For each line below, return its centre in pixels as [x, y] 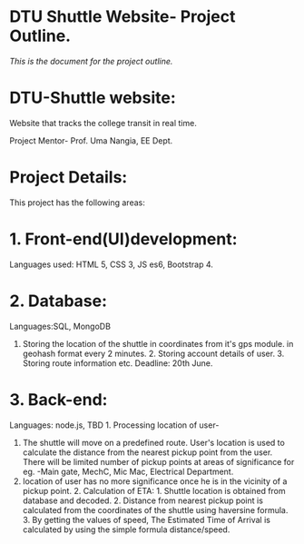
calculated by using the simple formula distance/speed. [126, 529]
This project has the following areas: [77, 203]
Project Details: [69, 178]
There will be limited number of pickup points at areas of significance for [158, 461]
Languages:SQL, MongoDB [60, 326]
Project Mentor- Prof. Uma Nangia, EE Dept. [91, 140]
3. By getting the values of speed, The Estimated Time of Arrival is [146, 519]
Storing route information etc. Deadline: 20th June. [118, 363]
